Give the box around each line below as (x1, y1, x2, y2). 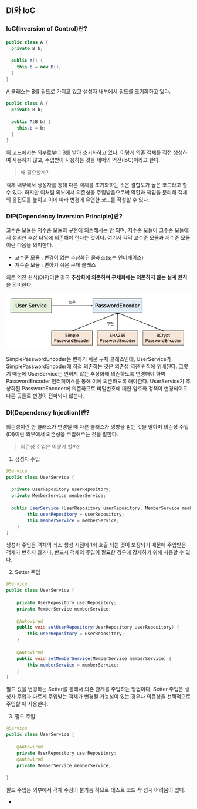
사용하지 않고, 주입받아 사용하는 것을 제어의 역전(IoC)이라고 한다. (12, 156, 160, 163)
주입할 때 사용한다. (6, 700, 49, 708)
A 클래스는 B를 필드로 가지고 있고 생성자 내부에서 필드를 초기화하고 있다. (6, 88, 171, 95)
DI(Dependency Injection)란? (6, 409, 90, 417)
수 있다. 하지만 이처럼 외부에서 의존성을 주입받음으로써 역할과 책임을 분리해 (6, 188, 177, 195)
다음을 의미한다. (16, 241, 53, 248)
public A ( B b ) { (11, 119, 51, 125)
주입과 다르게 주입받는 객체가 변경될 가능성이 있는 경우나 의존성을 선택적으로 (16, 693, 191, 700)
